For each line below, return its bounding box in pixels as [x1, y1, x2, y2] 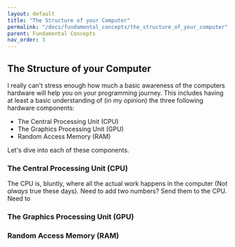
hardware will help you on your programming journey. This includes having [7, 89, 224, 97]
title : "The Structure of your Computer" [7, 17, 131, 24]
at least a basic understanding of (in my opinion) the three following [7, 96, 204, 104]
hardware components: [7, 103, 75, 112]
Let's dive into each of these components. [7, 146, 129, 154]
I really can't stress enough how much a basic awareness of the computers [7, 81, 225, 89]
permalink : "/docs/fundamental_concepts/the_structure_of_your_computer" [7, 23, 229, 30]
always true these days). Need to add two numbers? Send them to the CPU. [7, 187, 227, 196]
